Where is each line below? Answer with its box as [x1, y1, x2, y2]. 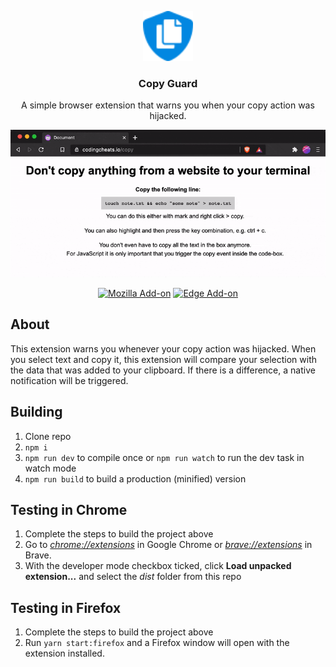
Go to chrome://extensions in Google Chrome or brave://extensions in [24, 539, 313, 551]
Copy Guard [138, 76, 198, 90]
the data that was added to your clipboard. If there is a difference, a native [10, 364, 316, 376]
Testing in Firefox [10, 599, 122, 616]
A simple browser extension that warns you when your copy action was [21, 99, 315, 111]
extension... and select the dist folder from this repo [24, 571, 242, 583]
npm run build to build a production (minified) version [24, 472, 247, 485]
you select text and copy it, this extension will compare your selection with [10, 353, 318, 365]
